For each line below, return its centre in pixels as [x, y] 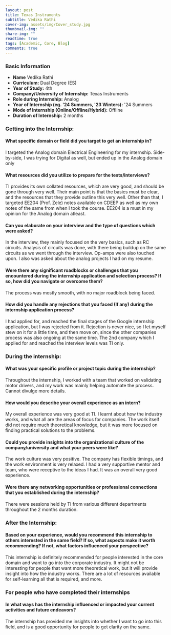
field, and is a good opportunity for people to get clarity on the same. [78, 627]
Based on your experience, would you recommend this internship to [79, 535]
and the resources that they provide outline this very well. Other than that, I [84, 197]
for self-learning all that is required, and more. [54, 579]
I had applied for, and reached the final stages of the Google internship [80, 321]
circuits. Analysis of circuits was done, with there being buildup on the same [86, 248]
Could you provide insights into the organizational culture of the [75, 442]
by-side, [14, 158]
